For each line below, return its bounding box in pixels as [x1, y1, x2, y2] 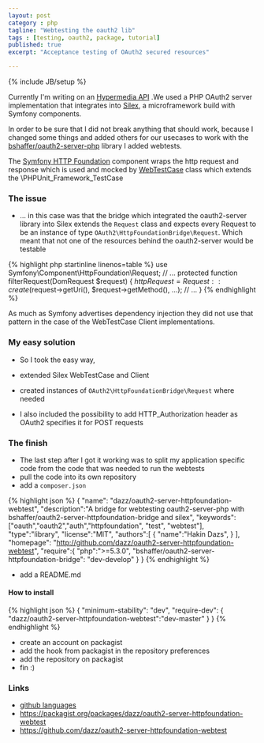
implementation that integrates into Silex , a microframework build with [8, 100, 236, 110]
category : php [8, 19, 58, 27]
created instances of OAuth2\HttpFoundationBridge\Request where [19, 385, 235, 395]
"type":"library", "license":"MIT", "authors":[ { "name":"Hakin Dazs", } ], [8, 529, 240, 538]
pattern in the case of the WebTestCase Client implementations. [8, 317, 215, 326]
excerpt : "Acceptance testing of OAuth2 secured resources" [8, 48, 210, 56]
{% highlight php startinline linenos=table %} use [8, 260, 168, 270]
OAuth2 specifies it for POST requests [19, 417, 144, 427]
